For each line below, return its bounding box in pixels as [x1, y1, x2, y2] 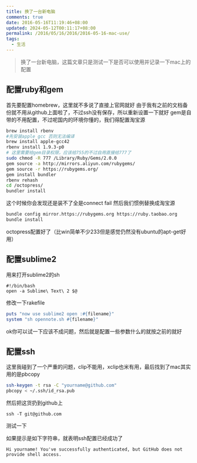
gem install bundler [6, 171, 57, 177]
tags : [6, 36, 19, 42]
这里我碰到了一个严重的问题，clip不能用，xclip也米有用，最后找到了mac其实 [6, 363, 191, 371]
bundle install [6, 217, 44, 223]
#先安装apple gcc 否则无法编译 [6, 133, 75, 139]
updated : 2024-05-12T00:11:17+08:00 [6, 25, 96, 31]
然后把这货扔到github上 [6, 399, 63, 406]
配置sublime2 [6, 254, 57, 264]
